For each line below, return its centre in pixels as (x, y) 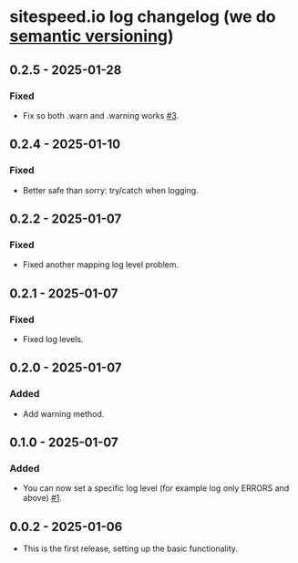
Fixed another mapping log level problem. (101, 265)
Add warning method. (63, 413)
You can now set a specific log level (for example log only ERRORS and (156, 488)
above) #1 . (42, 498)
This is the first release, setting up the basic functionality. (130, 548)
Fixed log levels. (53, 339)
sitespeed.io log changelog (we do (143, 17)
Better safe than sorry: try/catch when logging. (110, 190)
